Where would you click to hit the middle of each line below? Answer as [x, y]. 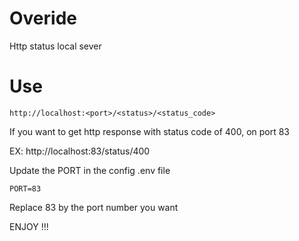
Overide [43, 18]
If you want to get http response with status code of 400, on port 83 [150, 131]
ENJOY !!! [29, 226]
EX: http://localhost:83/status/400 [80, 151]
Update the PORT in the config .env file [90, 170]
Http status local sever [55, 46]
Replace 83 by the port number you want [94, 207]
